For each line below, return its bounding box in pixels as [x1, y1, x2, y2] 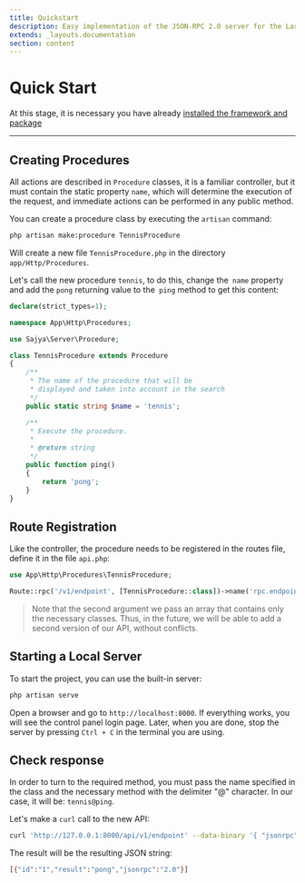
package [9, 117, 43, 128]
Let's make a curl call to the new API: [9, 814, 150, 825]
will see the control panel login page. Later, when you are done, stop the [9, 717, 280, 728]
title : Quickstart [9, 13, 79, 23]
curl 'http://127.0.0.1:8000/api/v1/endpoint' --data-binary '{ [9, 831, 258, 840]
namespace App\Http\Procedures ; [9, 318, 132, 327]
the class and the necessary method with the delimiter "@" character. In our [9, 787, 293, 798]
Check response [9, 753, 104, 769]
